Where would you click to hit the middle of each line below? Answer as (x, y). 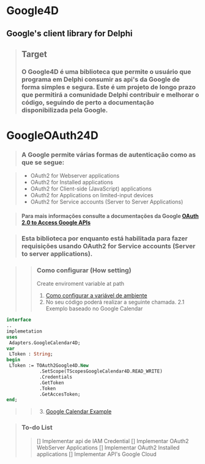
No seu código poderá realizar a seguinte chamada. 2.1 (115, 302)
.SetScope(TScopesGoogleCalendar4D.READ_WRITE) (101, 372)
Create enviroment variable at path (80, 284)
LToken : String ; (31, 354)
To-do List (37, 428)
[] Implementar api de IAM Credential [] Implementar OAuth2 (113, 441)
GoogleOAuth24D (53, 136)
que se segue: (43, 162)
